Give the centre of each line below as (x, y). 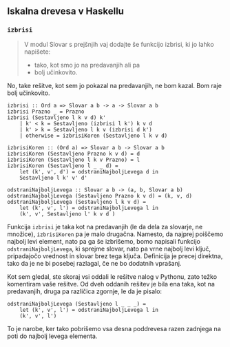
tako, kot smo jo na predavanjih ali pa (87, 65)
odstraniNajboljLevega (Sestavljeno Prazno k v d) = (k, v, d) (100, 196)
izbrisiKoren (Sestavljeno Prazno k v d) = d (73, 154)
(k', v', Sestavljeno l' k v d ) (67, 214)
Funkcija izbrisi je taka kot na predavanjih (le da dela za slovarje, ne (105, 227)
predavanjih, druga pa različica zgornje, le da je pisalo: (85, 291)
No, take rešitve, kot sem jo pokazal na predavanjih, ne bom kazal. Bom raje (115, 85)
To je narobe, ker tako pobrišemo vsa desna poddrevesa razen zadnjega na (114, 328)
